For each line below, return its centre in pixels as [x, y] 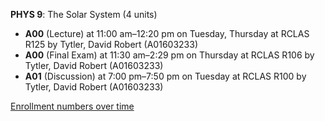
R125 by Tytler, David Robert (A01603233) [111, 44]
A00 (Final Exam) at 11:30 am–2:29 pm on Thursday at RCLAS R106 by [169, 55]
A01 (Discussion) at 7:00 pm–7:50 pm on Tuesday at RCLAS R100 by [165, 76]
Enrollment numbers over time [72, 106]
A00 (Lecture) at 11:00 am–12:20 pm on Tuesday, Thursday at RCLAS [167, 33]
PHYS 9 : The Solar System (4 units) [84, 14]
